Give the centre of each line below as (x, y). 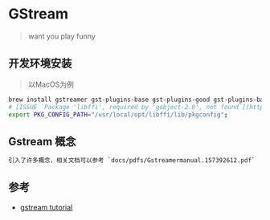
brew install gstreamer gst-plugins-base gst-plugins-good (109, 100)
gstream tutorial (46, 207)
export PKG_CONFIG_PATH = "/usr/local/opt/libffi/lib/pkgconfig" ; (118, 114)
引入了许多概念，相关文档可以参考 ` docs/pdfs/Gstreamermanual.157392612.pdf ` (132, 161)
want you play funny (62, 36)
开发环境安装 (40, 64)
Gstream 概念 (42, 141)
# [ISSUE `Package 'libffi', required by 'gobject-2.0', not (113, 107)
